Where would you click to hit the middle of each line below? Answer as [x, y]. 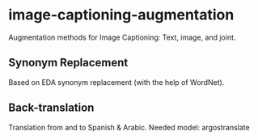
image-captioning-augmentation [121, 15]
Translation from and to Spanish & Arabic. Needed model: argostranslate [129, 127]
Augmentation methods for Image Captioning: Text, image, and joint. [122, 37]
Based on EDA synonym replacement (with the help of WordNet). [116, 82]
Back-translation [51, 108]
